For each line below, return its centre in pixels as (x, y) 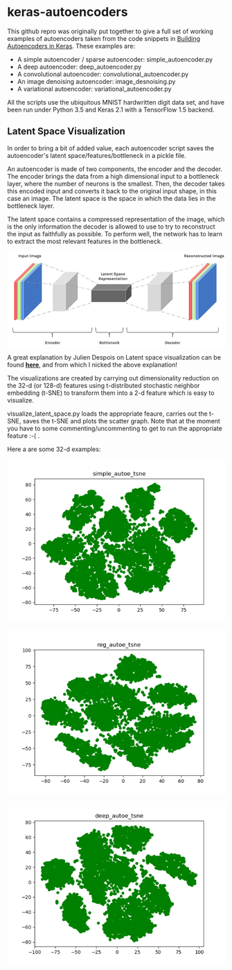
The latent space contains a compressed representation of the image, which (116, 219)
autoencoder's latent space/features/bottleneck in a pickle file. (97, 155)
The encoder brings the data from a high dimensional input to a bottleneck (113, 176)
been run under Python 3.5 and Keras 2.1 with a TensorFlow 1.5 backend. (111, 109)
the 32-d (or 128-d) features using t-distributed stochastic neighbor (104, 386)
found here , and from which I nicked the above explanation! (92, 365)
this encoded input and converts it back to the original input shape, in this (112, 191)
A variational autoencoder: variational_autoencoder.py (94, 89)
